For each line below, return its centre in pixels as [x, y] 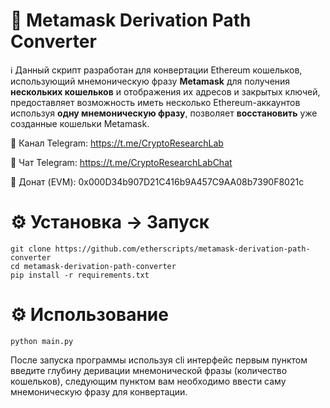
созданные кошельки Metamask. [80, 123]
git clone [31, 249]
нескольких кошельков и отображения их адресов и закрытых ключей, [165, 91]
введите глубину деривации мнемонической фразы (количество [149, 370]
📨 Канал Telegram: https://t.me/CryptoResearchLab [117, 143]
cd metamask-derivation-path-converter [93, 266]
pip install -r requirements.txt [80, 275]
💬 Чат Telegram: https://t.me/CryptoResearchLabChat [121, 162]
